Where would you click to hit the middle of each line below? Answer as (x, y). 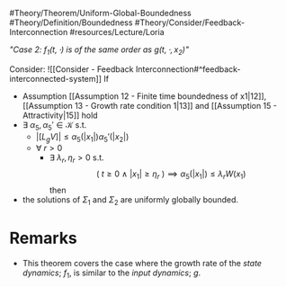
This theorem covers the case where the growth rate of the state (142, 263)
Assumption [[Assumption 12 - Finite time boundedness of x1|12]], (144, 96)
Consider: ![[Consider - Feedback (71, 69)
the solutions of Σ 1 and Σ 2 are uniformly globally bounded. (130, 200)
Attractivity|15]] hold (60, 115)
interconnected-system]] (55, 78)
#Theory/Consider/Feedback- (190, 22)
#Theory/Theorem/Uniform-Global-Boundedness (100, 13)
